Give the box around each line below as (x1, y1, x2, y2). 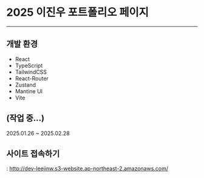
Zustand (15, 81, 36, 88)
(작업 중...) (6, 113, 44, 124)
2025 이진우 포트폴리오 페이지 (6, 5, 149, 19)
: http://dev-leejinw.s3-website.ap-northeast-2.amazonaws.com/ (6, 165, 169, 173)
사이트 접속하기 (6, 148, 60, 159)
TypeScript (15, 62, 43, 69)
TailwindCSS (15, 68, 47, 76)
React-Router (15, 74, 49, 82)
